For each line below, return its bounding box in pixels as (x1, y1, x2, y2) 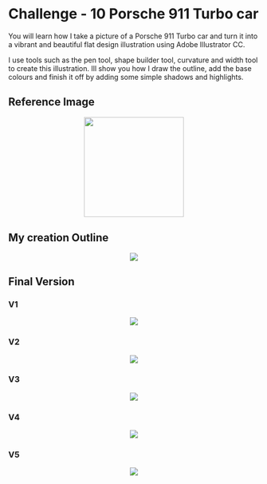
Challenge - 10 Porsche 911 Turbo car (8, 5, 259, 23)
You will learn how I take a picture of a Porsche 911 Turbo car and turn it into (8, 31, 258, 41)
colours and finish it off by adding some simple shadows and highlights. (8, 72, 244, 81)
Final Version (8, 275, 75, 288)
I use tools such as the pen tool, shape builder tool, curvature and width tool (8, 55, 258, 65)
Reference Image (8, 95, 95, 109)
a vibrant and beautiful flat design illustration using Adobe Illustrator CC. (8, 39, 245, 49)
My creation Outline (8, 231, 109, 244)
